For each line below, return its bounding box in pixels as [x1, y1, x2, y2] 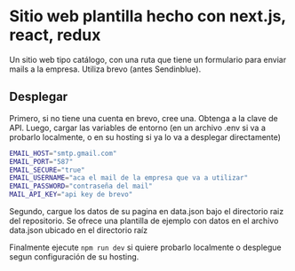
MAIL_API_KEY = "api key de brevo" [9, 190, 133, 199]
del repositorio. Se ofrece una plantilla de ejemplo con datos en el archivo [9, 215, 279, 226]
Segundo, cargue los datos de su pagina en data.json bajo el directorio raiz [9, 206, 284, 216]
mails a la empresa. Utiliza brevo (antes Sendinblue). [9, 64, 202, 74]
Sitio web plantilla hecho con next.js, [9, 6, 286, 27]
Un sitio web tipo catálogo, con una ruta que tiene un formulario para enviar [9, 54, 287, 65]
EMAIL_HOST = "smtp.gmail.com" [9, 149, 117, 158]
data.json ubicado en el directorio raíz [9, 225, 148, 236]
